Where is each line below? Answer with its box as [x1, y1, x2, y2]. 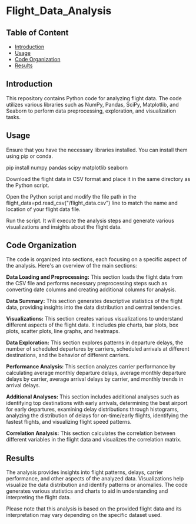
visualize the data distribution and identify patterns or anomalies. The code [6, 482, 188, 489]
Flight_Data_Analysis [6, 4, 112, 18]
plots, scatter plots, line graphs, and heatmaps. [6, 328, 120, 335]
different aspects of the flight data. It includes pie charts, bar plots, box [6, 321, 178, 328]
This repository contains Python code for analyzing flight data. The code [6, 94, 182, 101]
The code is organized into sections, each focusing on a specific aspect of [6, 256, 187, 263]
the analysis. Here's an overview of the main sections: [6, 262, 137, 269]
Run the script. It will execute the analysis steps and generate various [6, 217, 175, 224]
